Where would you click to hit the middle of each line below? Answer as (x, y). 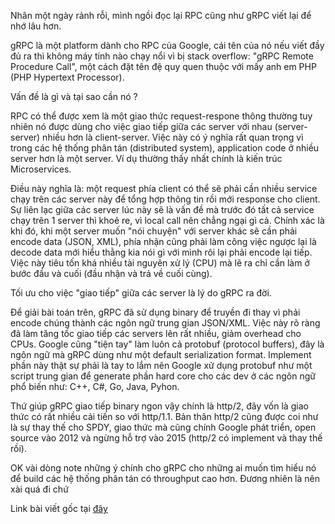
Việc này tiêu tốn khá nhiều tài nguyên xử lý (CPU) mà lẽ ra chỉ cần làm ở (160, 263)
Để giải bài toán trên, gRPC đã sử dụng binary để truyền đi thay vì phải (155, 312)
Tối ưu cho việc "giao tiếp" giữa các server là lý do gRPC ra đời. (141, 293)
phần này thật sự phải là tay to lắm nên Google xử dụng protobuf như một (161, 365)
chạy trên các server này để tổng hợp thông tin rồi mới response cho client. (165, 199)
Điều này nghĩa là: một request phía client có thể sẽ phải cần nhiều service (164, 188)
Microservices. (41, 169)
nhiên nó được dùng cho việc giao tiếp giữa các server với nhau (141, 126)
